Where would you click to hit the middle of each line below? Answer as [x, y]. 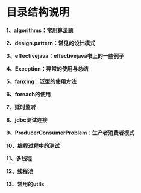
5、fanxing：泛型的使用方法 [42, 81]
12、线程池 [20, 171]
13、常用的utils [25, 184]
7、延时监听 [21, 107]
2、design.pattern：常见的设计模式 [51, 43]
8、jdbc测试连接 [27, 120]
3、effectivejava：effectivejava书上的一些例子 [65, 55]
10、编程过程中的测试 [33, 145]
